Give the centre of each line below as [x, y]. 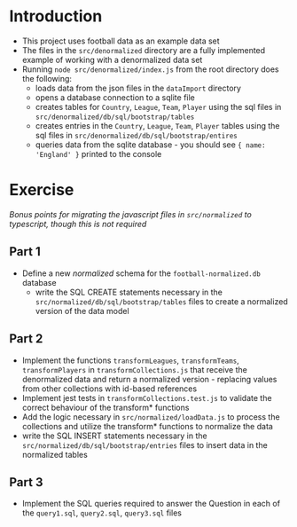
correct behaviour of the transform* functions [106, 407]
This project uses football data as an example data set [121, 41]
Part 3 [26, 482]
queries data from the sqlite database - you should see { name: [150, 145]
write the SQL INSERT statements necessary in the [114, 436]
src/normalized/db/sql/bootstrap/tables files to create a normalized [161, 301]
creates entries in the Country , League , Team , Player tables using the [157, 125]
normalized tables [55, 454]
